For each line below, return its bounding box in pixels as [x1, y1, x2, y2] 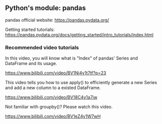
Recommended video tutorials [5, 44, 79, 51]
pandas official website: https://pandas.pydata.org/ [5, 17, 110, 23]
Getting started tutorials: [5, 27, 55, 32]
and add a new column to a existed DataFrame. [5, 85, 101, 91]
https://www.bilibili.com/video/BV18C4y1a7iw [5, 94, 98, 100]
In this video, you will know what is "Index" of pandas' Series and [5, 55, 138, 61]
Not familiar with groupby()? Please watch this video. [5, 104, 113, 110]
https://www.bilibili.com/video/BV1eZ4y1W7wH [5, 113, 101, 120]
